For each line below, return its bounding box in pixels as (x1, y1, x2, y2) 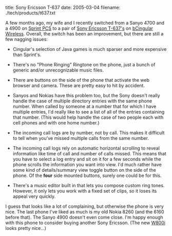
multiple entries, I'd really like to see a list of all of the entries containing (12, 109, 165, 115)
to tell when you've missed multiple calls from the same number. (12, 135, 149, 141)
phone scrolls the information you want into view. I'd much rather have (12, 161, 162, 168)
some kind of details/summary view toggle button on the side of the (12, 167, 157, 173)
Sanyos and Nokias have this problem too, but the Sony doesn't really (12, 93, 160, 98)
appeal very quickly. (12, 193, 56, 199)
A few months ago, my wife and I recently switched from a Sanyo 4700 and (5, 20, 165, 26)
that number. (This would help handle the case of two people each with (12, 114, 164, 120)
